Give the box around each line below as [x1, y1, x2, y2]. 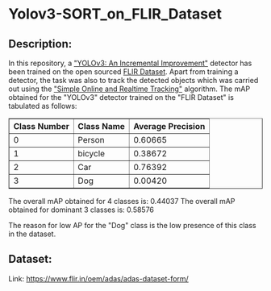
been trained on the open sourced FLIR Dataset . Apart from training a [8, 67, 239, 77]
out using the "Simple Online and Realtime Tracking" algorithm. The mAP [8, 84, 251, 94]
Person [77, 135, 105, 145]
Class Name [77, 121, 125, 131]
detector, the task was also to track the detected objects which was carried [8, 76, 259, 85]
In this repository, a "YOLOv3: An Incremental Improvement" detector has [8, 58, 252, 68]
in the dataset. [8, 229, 56, 239]
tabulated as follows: [8, 102, 77, 110]
